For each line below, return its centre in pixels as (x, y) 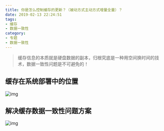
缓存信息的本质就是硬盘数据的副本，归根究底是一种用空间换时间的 (86, 57)
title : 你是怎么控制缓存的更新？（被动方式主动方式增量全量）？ (64, 10)
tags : (11, 19)
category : (16, 33)
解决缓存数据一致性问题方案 (48, 111)
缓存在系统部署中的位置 (42, 81)
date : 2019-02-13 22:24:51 (34, 15)
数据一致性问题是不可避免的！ (58, 64)
